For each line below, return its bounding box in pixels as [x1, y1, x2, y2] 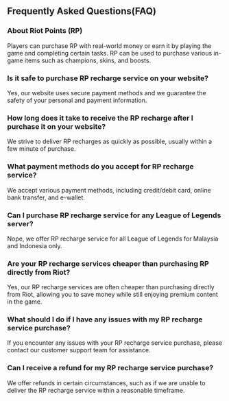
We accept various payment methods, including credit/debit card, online [7, 186, 211, 194]
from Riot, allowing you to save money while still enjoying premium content [7, 291, 218, 299]
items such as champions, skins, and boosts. [24, 56, 152, 64]
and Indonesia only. [7, 241, 63, 250]
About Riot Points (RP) [7, 26, 83, 36]
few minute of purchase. [7, 145, 76, 153]
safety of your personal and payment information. [7, 96, 147, 104]
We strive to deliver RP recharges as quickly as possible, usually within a [7, 137, 213, 146]
